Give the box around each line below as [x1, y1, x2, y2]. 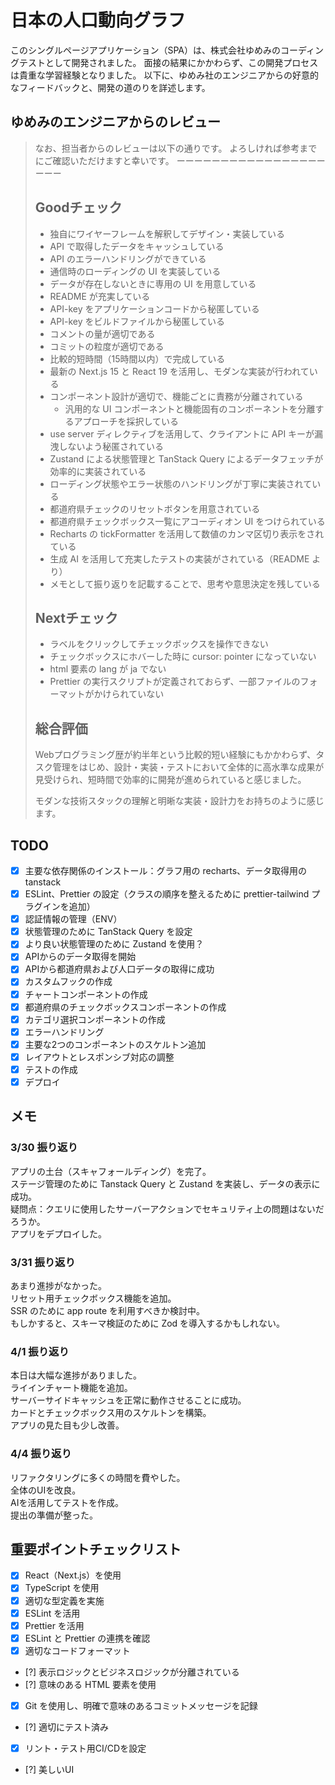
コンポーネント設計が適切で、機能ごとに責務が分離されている [49, 390, 304, 402]
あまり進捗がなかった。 [10, 1279, 107, 1291]
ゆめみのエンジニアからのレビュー [10, 114, 221, 131]
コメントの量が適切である [49, 327, 156, 340]
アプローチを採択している [73, 415, 179, 427]
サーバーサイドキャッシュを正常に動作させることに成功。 [10, 1394, 247, 1406]
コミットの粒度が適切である [49, 340, 165, 352]
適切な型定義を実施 [24, 1594, 105, 1606]
